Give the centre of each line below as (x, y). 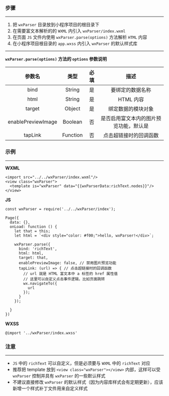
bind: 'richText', (38, 249)
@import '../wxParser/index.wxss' (41, 333)
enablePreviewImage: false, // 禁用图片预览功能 (67, 263)
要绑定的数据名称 (131, 90)
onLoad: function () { (33, 227)
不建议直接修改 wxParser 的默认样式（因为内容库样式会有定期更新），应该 (88, 382)
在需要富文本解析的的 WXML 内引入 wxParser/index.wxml (69, 31)
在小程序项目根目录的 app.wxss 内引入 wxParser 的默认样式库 (75, 43)
